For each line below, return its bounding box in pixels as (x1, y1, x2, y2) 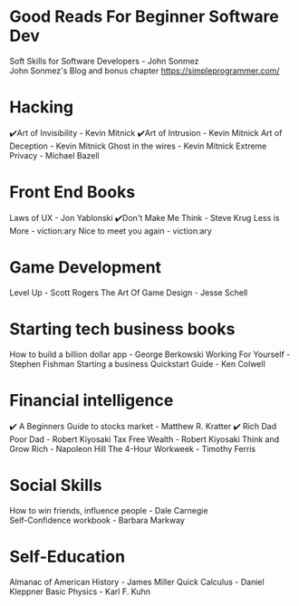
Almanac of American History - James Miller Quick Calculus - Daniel (9, 576, 265, 587)
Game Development (9, 257, 161, 277)
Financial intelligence (9, 390, 174, 410)
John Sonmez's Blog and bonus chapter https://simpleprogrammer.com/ (9, 65, 280, 76)
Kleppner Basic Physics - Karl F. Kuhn (9, 586, 151, 597)
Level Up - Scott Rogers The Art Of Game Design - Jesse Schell (9, 287, 248, 298)
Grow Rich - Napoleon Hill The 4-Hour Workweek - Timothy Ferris (9, 443, 256, 454)
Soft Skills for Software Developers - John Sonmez (9, 55, 199, 66)
